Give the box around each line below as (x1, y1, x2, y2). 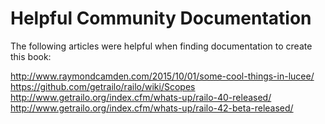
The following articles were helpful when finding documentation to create (10, 40, 313, 52)
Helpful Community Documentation (10, 7, 312, 30)
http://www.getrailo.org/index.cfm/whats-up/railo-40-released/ (10, 91, 272, 103)
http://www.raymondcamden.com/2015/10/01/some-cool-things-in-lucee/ (10, 70, 315, 82)
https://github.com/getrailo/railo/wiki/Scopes (10, 80, 196, 92)
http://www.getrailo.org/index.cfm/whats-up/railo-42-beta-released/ (10, 102, 294, 114)
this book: (10, 50, 52, 62)
